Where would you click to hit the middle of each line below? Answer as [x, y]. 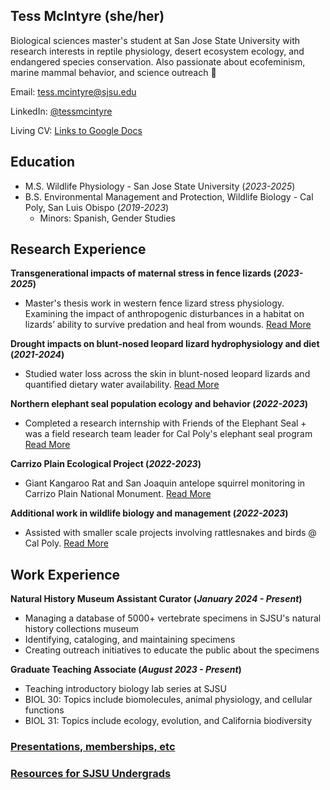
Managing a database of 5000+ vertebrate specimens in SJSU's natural [173, 618]
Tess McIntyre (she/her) [87, 16]
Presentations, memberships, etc [93, 747]
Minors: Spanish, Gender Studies [107, 218]
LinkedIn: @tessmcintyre [61, 111]
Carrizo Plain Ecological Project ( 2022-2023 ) [106, 464]
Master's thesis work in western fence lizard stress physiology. [154, 303]
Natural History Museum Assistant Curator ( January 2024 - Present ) [156, 599]
